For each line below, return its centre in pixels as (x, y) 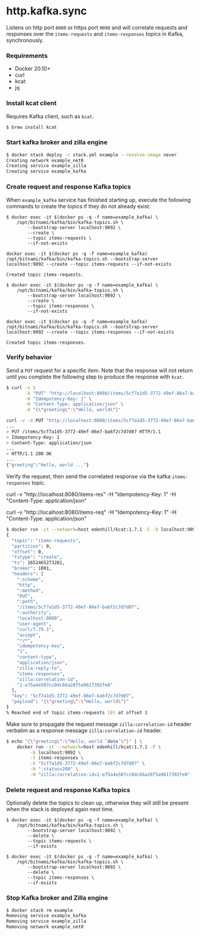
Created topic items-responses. (46, 342)
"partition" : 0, (32, 546)
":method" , (30, 590)
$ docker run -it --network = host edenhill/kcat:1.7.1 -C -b (82, 529)
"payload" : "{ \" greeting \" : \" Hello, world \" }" (70, 702)
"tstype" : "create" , (37, 557)
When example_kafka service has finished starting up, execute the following (99, 200)
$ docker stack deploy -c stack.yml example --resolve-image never (92, 155)
